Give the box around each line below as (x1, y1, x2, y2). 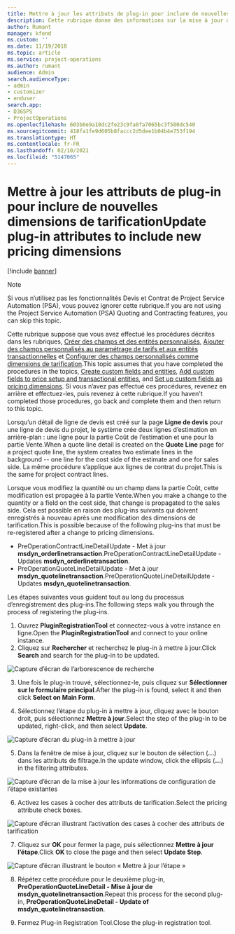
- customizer (7, 88, 45, 95)
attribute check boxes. (17, 806, 83, 814)
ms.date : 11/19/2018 (7, 43, 68, 50)
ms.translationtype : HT (7, 134, 77, 141)
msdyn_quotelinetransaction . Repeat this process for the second (17, 890, 206, 898)
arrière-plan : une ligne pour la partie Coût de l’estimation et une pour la (7, 433, 214, 441)
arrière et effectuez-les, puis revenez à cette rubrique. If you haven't (7, 389, 203, 398)
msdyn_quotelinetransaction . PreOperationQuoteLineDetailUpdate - (17, 571, 215, 580)
